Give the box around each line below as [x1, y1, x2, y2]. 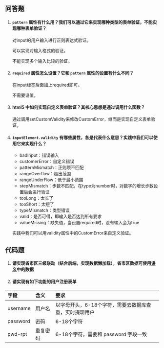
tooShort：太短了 [19, 201, 55, 207]
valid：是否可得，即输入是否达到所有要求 [19, 213, 102, 219]
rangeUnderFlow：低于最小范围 [19, 177, 83, 183]
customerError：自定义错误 [19, 159, 75, 164]
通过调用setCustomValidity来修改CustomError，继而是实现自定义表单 [12, 116, 151, 122]
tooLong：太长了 [19, 195, 54, 201]
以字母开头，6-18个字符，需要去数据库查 [55, 302, 151, 308]
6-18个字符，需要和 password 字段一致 [55, 331, 147, 338]
